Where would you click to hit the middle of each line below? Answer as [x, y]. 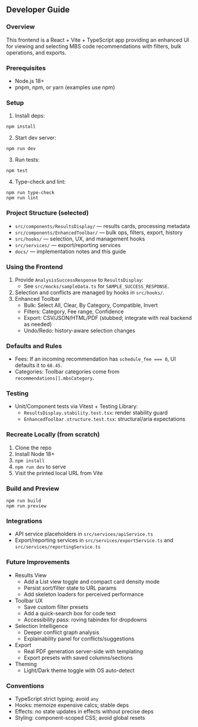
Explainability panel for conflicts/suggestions [79, 639]
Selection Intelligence [41, 626]
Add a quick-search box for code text [70, 613]
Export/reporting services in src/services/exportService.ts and [94, 540]
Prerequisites [26, 68]
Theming [26, 664]
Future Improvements [38, 562]
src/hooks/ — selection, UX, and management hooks [80, 239]
